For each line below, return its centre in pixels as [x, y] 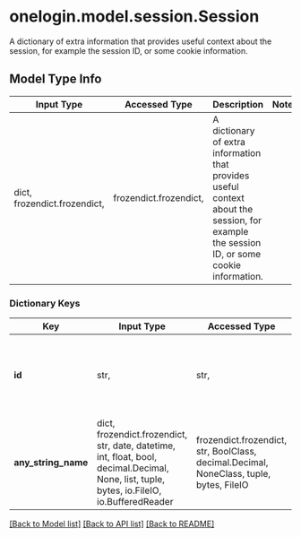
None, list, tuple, [131, 480]
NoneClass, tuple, [233, 474]
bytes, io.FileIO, [129, 490]
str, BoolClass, [226, 452]
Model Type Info [56, 79]
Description [238, 104]
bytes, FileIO [222, 485]
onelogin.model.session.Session [134, 17]
